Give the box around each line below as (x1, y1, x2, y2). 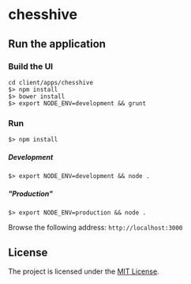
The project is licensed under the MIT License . (8, 267, 159, 276)
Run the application (8, 37, 107, 51)
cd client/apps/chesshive (8, 78, 93, 86)
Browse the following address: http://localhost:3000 (8, 223, 183, 233)
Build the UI (8, 61, 54, 72)
